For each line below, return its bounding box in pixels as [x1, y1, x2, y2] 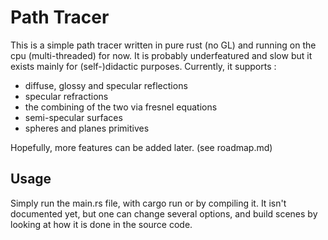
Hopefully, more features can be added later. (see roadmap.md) [10, 141, 273, 153]
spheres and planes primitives [24, 122, 150, 134]
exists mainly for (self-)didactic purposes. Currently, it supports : [10, 60, 277, 72]
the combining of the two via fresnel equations [24, 101, 218, 113]
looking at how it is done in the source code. [10, 218, 193, 230]
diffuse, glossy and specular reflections [24, 79, 188, 91]
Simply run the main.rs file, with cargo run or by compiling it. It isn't [10, 197, 287, 209]
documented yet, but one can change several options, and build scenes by [10, 207, 318, 220]
